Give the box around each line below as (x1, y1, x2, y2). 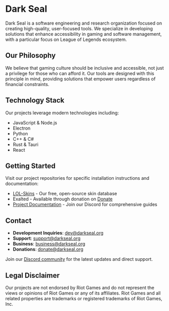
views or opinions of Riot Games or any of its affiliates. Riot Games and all (5, 290, 161, 296)
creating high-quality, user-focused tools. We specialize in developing (5, 25, 153, 31)
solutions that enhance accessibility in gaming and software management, (5, 31, 162, 37)
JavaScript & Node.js (12, 119, 57, 126)
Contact (5, 216, 32, 225)
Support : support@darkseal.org (12, 235, 81, 241)
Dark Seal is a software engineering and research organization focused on (5, 20, 162, 26)
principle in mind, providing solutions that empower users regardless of (5, 75, 156, 82)
